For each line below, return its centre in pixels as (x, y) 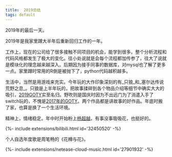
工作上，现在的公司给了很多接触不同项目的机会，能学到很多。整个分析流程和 (86, 52)
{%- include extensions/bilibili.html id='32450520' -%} (63, 128)
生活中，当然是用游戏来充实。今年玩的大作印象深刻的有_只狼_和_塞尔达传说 (85, 82)
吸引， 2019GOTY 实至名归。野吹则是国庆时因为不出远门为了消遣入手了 (80, 95)
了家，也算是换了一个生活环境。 (39, 107)
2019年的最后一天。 (26, 30)
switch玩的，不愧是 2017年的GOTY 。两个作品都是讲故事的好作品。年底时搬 (84, 101)
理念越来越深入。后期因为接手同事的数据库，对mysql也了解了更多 (97, 64)
